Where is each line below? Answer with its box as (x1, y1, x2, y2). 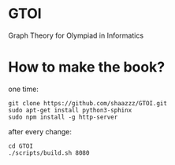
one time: (8, 84, 39, 93)
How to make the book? (8, 58, 166, 76)
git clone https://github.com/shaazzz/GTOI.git (8, 99, 168, 107)
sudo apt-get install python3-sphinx (8, 106, 132, 114)
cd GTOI (8, 142, 34, 150)
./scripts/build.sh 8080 (8, 148, 90, 157)
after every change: (8, 126, 73, 136)
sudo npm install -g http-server (8, 113, 118, 121)
